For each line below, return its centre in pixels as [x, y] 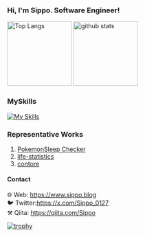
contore [28, 163]
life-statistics [35, 156]
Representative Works [45, 134]
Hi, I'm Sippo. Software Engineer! [64, 10]
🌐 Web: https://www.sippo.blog [52, 195]
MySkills [22, 102]
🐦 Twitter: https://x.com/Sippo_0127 [58, 203]
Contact [19, 179]
